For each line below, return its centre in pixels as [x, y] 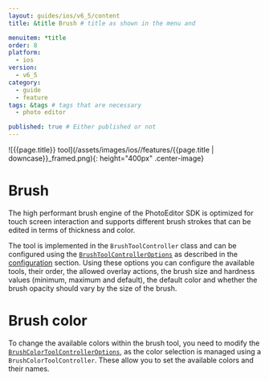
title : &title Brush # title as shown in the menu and [102, 23]
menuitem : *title [37, 38]
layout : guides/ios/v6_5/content [64, 16]
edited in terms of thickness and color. [72, 230]
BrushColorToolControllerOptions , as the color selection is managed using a [135, 351]
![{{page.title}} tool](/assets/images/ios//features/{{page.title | [111, 150]
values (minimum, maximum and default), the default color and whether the [133, 280]
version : [23, 68]
